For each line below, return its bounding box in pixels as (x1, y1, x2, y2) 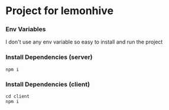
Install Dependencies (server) (5, 53, 93, 61)
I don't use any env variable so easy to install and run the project (5, 38, 163, 45)
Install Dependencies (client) (5, 80, 90, 88)
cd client (5, 94, 30, 99)
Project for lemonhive (5, 4, 113, 18)
